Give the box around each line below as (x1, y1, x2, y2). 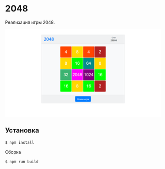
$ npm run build (5, 159, 39, 164)
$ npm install (5, 140, 35, 145)
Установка (5, 127, 40, 135)
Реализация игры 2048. (5, 19, 55, 25)
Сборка (5, 149, 21, 155)
